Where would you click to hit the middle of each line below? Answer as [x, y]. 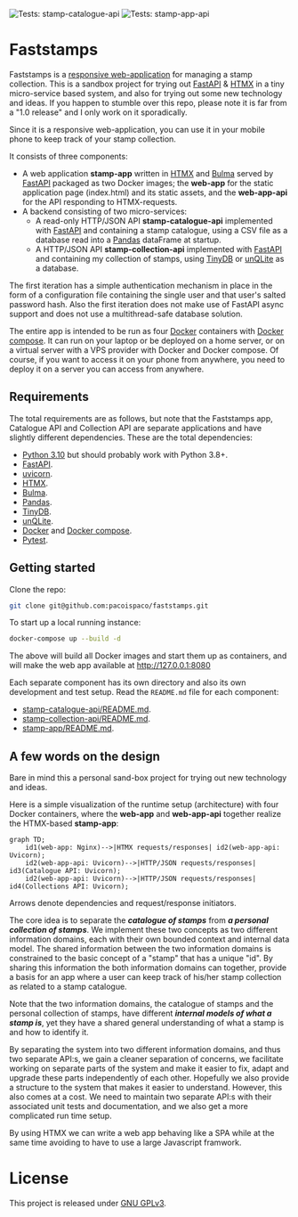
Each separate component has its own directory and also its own [128, 682]
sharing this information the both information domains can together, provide [148, 968]
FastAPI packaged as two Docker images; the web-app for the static [148, 183]
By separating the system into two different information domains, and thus [145, 1050]
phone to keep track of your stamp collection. [93, 139]
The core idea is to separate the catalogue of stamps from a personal [139, 920]
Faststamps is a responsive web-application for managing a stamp [131, 74]
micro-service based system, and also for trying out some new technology [146, 93]
